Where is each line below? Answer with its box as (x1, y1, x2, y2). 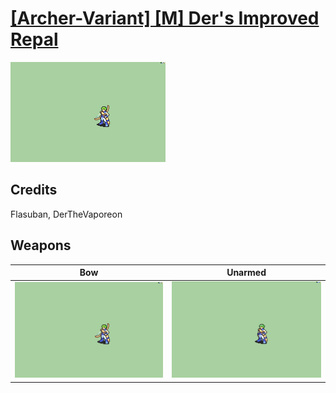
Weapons (10, 237, 72, 254)
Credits (10, 182, 58, 199)
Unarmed (226, 267, 267, 279)
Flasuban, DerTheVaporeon (10, 208, 123, 220)
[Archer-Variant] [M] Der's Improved (10, 7, 320, 30)
